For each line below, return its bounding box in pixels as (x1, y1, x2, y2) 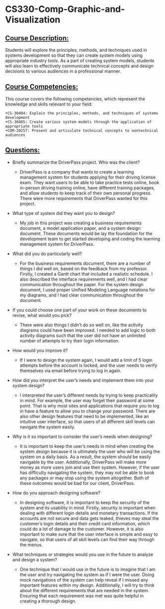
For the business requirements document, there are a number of (19, 260, 151, 266)
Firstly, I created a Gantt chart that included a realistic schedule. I (19, 271, 153, 277)
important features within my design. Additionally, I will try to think (19, 582, 155, 588)
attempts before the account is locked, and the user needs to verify (19, 362, 158, 368)
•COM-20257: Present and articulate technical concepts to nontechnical (5, 128, 159, 133)
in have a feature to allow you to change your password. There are (19, 408, 156, 414)
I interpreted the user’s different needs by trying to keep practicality (19, 392, 158, 398)
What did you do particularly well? (12, 250, 82, 257)
